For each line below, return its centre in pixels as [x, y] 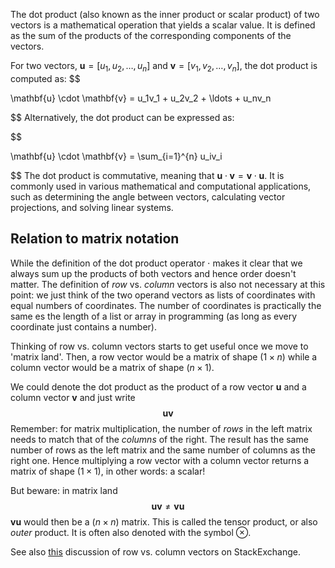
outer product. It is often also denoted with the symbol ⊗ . [131, 532]
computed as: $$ [45, 78]
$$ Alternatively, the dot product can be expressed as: [122, 117]
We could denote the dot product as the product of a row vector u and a [158, 386]
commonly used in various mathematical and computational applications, [161, 186]
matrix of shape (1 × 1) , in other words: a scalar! [108, 471]
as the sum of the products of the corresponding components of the [151, 35]
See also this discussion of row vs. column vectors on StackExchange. [155, 551]
